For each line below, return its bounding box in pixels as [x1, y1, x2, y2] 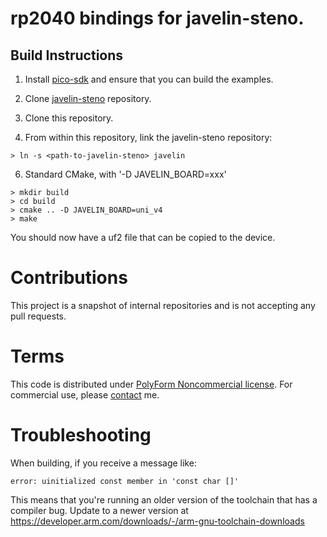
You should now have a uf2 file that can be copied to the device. [10, 232, 276, 243]
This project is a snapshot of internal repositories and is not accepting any [10, 299, 316, 311]
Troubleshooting [10, 424, 152, 447]
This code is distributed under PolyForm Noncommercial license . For [10, 378, 293, 390]
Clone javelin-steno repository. [24, 93, 152, 104]
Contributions [10, 267, 128, 289]
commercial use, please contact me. [10, 388, 160, 401]
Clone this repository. [24, 112, 114, 124]
